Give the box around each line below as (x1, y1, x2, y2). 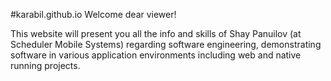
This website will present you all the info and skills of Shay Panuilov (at (10, 28, 302, 39)
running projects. (10, 60, 81, 71)
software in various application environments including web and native (10, 49, 302, 61)
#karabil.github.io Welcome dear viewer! (10, 9, 177, 20)
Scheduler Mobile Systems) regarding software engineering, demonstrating (10, 39, 322, 50)
